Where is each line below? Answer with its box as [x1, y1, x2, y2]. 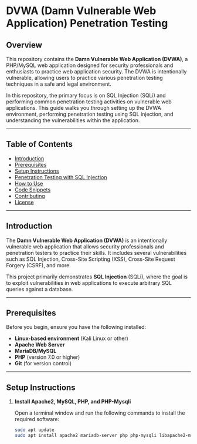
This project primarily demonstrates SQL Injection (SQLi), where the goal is [6, 273, 188, 280]
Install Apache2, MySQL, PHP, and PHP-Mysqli [14, 398, 131, 405]
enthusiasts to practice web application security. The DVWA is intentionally [6, 68, 187, 75]
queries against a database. [6, 285, 73, 292]
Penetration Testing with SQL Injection [14, 173, 107, 180]
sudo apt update [14, 427, 55, 433]
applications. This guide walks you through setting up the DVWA [6, 105, 161, 111]
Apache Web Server [14, 341, 65, 348]
